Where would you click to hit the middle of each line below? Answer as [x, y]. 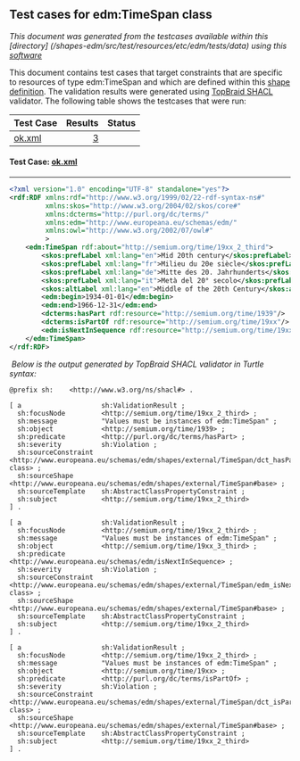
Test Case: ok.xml [43, 162]
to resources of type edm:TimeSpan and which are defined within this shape [150, 82]
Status [121, 122]
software [26, 55]
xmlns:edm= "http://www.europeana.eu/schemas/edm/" [142, 222]
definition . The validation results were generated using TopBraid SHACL [142, 91]
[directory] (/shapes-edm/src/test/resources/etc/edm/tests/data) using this [148, 45]
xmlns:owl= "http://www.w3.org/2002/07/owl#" [129, 231]
